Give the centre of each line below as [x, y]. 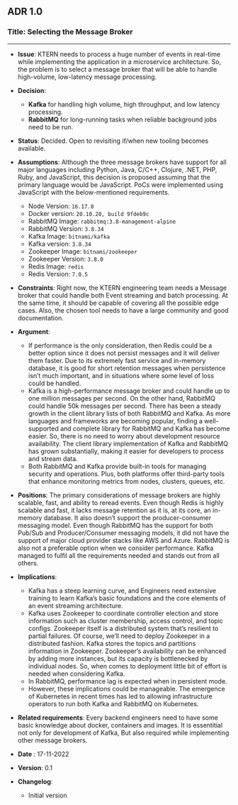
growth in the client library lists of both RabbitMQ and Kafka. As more [129, 413]
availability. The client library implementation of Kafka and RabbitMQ [128, 443]
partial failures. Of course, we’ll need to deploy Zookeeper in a [119, 636]
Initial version [47, 795]
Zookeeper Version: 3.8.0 [66, 259]
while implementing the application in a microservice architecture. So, [119, 61]
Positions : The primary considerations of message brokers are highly [119, 495]
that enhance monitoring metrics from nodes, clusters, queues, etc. [126, 481]
